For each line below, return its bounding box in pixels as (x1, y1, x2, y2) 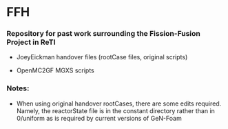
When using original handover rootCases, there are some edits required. (16, 99, 222, 108)
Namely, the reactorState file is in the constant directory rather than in (16, 106, 215, 115)
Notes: (6, 83, 30, 93)
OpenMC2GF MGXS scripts (16, 66, 94, 75)
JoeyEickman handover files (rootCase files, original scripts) (16, 53, 188, 61)
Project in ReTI (6, 37, 56, 47)
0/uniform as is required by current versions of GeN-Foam (16, 114, 182, 122)
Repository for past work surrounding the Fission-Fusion (6, 29, 200, 39)
